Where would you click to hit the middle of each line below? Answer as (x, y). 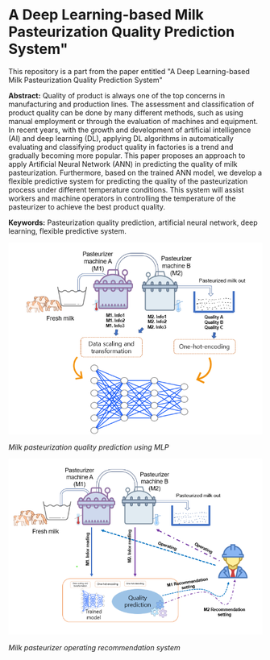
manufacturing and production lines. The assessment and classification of (131, 104)
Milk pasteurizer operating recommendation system (95, 648)
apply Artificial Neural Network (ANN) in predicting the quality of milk (123, 164)
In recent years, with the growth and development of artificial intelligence (130, 130)
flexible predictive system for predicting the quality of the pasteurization (128, 181)
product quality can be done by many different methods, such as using (126, 112)
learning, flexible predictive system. (67, 230)
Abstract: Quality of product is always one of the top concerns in (117, 95)
